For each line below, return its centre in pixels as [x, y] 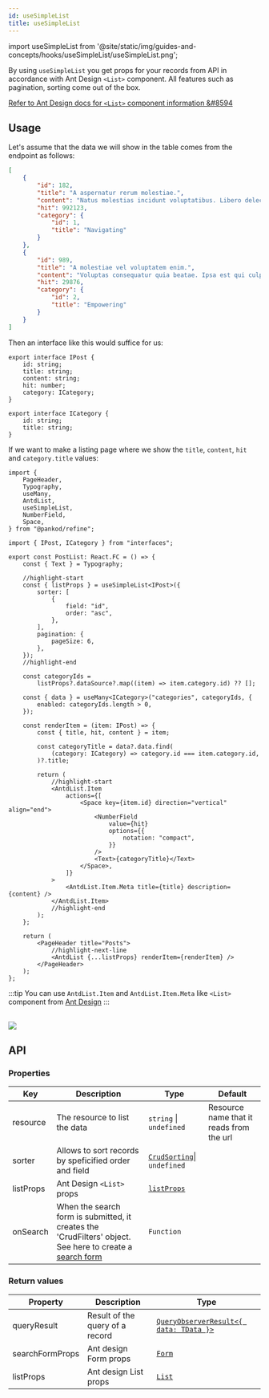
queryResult [35, 1325]
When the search [89, 1207]
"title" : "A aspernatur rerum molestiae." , [110, 193]
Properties [29, 1073]
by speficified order [93, 1160]
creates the [78, 1227]
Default [233, 1094]
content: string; [52, 378]
